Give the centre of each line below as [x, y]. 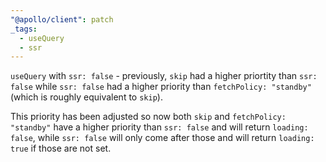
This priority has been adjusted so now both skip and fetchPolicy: [148, 117]
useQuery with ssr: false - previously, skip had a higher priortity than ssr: [164, 76]
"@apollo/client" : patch [62, 19]
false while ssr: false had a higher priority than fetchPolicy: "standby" [161, 87]
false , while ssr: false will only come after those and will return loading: [162, 138]
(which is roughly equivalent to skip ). [86, 97]
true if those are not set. [61, 148]
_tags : [24, 29]
